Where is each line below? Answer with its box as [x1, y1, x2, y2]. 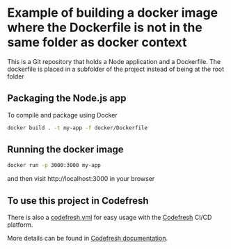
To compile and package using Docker [7, 111, 118, 119]
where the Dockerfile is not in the [7, 19, 203, 35]
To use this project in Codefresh [7, 195, 149, 207]
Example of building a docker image [7, 5, 218, 21]
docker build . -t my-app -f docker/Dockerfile [7, 124, 148, 131]
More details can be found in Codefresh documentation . [7, 234, 168, 243]
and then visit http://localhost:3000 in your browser [7, 175, 155, 183]
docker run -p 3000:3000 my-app [7, 162, 101, 169]
